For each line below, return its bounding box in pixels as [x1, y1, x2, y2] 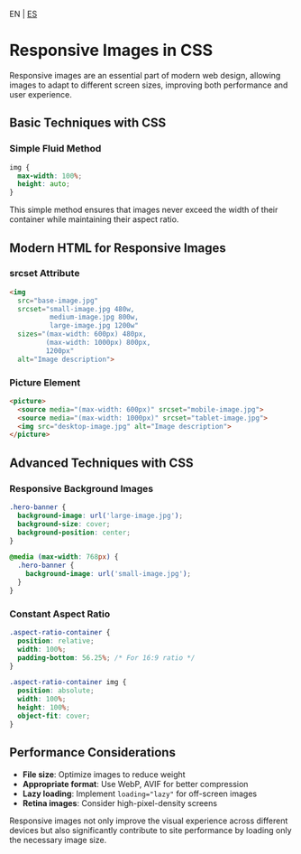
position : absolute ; [17, 686, 95, 695]
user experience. [9, 88, 72, 99]
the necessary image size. [9, 834, 107, 845]
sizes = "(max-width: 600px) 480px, [17, 330, 147, 339]
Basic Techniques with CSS [9, 116, 167, 131]
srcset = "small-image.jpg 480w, [17, 304, 135, 313]
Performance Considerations [9, 745, 176, 760]
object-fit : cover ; [17, 711, 91, 720]
